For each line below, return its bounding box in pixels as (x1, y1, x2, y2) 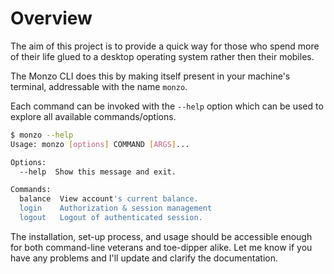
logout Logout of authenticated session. (19, 213, 203, 223)
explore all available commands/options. (10, 110, 177, 122)
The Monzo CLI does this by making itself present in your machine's (10, 70, 291, 82)
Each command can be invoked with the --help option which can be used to (10, 100, 324, 112)
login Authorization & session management (19, 203, 213, 214)
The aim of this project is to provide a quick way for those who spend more (10, 40, 320, 52)
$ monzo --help (10, 130, 74, 140)
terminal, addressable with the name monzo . (10, 80, 188, 92)
